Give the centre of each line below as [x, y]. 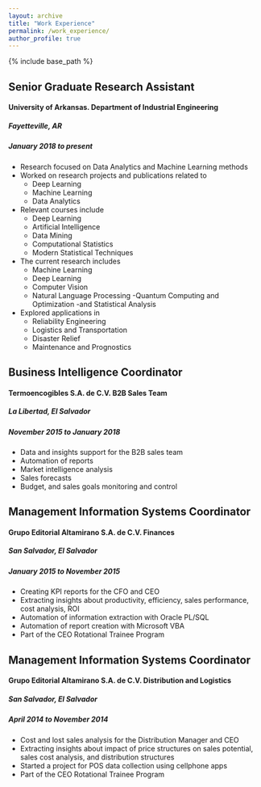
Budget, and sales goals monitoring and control [99, 486]
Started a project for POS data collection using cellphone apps [124, 765]
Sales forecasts [46, 478]
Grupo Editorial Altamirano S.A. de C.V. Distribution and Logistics [120, 680]
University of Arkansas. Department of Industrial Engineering [114, 107]
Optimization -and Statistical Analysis [94, 304]
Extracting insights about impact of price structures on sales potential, [137, 748]
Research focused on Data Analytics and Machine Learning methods [134, 166]
